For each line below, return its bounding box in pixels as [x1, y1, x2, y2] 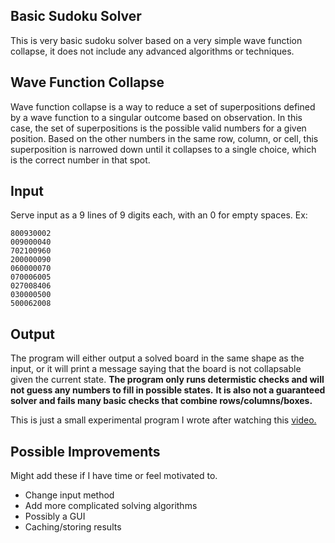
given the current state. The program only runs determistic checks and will [10, 374, 325, 386]
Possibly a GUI [24, 510, 86, 523]
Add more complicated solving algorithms [24, 500, 198, 512]
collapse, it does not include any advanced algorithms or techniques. [10, 45, 295, 57]
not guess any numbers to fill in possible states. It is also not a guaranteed [10, 384, 326, 396]
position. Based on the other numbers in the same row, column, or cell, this [10, 132, 319, 144]
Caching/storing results [24, 521, 122, 533]
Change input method [24, 489, 115, 501]
